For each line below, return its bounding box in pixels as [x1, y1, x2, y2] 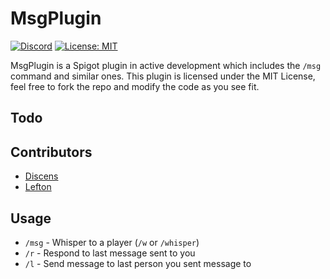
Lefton [24, 181, 52, 193]
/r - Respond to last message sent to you [24, 247, 196, 259]
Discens [24, 170, 59, 182]
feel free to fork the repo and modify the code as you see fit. [10, 80, 260, 92]
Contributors [10, 143, 93, 161]
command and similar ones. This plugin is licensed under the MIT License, [10, 70, 316, 82]
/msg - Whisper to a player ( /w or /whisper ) [24, 236, 200, 248]
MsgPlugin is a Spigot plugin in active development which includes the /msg [10, 59, 322, 71]
